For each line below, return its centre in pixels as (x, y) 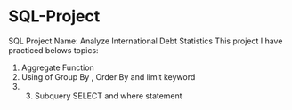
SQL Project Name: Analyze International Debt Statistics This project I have (146, 41)
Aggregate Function (57, 67)
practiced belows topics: (53, 50)
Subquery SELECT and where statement (109, 96)
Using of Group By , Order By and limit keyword (108, 76)
